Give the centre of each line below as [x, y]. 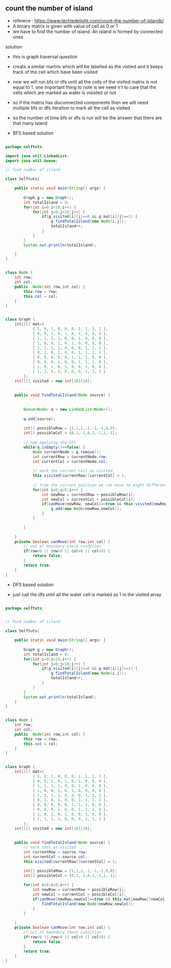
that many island [30, 123]
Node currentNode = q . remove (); [67, 452]
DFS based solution [33, 585]
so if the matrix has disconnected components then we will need [80, 102]
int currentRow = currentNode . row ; [70, 457]
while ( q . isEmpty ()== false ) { [54, 447]
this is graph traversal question [45, 57]
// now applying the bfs [50, 442]
